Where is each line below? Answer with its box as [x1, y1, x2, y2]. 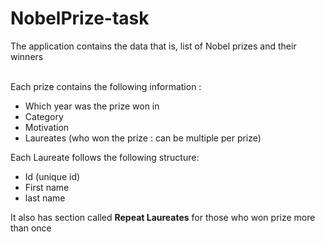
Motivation [24, 121, 70, 133]
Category [24, 110, 64, 122]
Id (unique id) [24, 170, 81, 182]
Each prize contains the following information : [10, 80, 202, 92]
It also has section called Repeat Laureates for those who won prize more [10, 211, 316, 223]
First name [24, 181, 70, 193]
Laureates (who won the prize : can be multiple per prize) [24, 132, 262, 144]
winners [10, 50, 44, 62]
